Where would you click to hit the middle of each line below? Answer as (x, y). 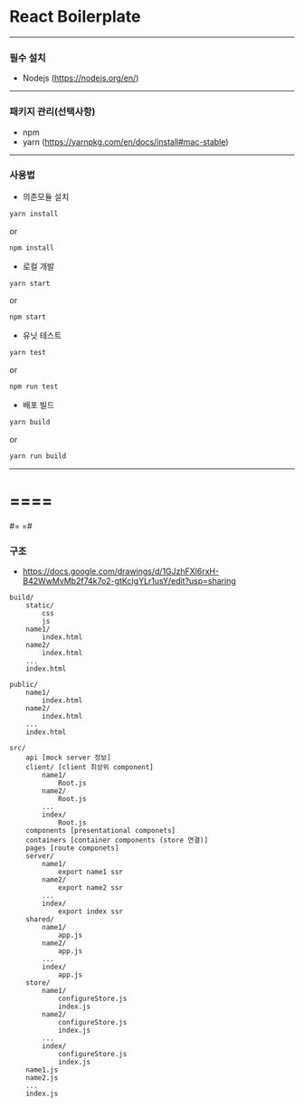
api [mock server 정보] (68, 758)
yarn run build (38, 456)
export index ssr (90, 911)
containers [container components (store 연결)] (117, 840)
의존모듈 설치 (46, 196)
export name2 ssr (90, 888)
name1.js (42, 1070)
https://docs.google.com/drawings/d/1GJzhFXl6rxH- (121, 571)
